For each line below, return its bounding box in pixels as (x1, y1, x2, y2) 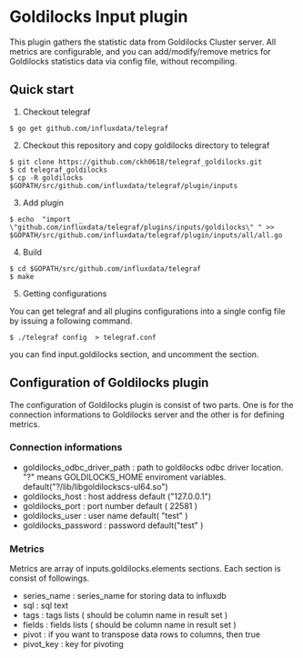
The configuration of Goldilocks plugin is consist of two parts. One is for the (9, 399, 294, 410)
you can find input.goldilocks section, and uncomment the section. (9, 348, 259, 360)
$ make (9, 272, 35, 281)
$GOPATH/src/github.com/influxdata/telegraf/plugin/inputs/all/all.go (9, 230, 283, 240)
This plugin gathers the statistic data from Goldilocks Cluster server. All (9, 36, 277, 47)
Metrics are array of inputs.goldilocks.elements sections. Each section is (9, 563, 281, 574)
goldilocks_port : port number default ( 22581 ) (22, 500, 198, 511)
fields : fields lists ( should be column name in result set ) (22, 620, 237, 631)
